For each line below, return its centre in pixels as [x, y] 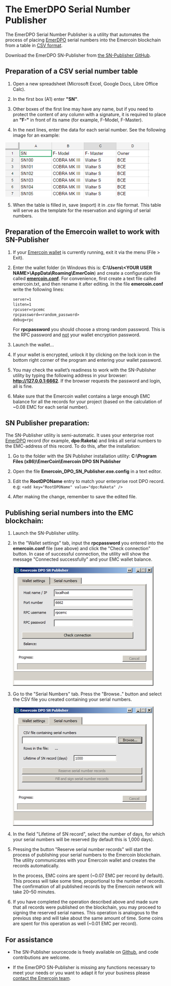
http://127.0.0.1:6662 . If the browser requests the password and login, [87, 381]
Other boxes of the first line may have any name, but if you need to [83, 109]
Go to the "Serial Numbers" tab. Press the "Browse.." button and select [87, 694]
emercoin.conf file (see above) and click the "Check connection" [81, 549]
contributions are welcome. [41, 957]
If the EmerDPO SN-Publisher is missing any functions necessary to [84, 967]
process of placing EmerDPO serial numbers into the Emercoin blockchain [83, 40]
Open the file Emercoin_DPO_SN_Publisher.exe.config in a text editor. [87, 471]
